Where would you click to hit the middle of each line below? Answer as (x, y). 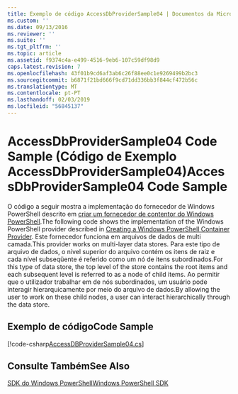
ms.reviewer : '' (31, 34)
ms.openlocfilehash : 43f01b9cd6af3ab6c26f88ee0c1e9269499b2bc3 (103, 73)
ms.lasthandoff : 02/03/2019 (49, 100)
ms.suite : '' (27, 40)
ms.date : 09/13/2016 (38, 27)
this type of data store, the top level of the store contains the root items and (118, 266)
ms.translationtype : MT (42, 87)
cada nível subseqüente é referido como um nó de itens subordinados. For (115, 259)
